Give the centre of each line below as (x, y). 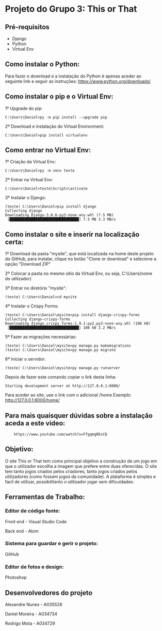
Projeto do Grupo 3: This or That (71, 9)
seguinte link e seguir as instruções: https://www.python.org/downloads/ (78, 81)
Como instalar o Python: (42, 64)
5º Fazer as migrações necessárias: (41, 337)
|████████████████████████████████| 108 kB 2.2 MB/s (62, 328)
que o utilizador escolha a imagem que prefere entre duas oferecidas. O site (81, 466)
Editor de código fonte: (33, 511)
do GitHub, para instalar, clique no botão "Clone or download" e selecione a (81, 259)
